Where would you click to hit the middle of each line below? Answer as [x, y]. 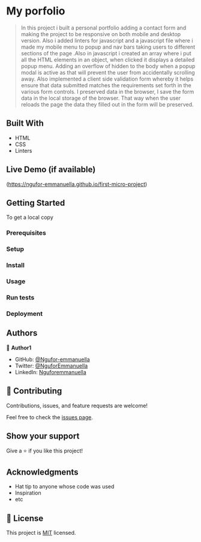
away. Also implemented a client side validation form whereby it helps [107, 79]
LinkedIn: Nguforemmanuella [51, 372]
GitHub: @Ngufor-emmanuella [52, 359]
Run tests [20, 297]
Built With [25, 124]
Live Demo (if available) [51, 170]
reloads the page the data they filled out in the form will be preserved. [107, 104]
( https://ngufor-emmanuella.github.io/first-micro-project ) [77, 184]
